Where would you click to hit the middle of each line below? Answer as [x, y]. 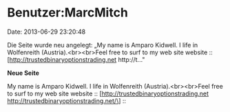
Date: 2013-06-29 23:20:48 [46, 32]
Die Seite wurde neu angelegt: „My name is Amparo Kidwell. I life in [103, 45]
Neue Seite [23, 73]
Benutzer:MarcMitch [68, 13]
